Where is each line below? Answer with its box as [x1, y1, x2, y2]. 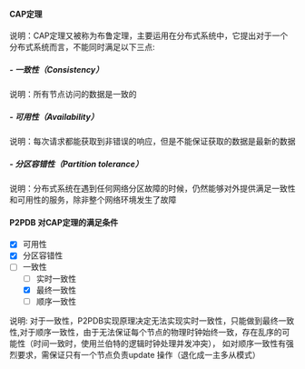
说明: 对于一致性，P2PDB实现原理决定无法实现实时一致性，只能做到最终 [9, 314, 279, 326]
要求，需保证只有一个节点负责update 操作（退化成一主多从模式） [16, 349, 261, 360]
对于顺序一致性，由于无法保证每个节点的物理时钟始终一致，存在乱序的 [19, 326, 283, 337]
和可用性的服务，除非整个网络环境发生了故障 [9, 194, 177, 205]
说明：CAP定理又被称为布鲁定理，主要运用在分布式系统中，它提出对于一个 [9, 30, 289, 41]
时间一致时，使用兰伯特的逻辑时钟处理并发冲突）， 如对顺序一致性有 [33, 337, 286, 349]
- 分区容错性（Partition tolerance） [9, 158, 143, 169]
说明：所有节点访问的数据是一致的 [9, 89, 137, 100]
